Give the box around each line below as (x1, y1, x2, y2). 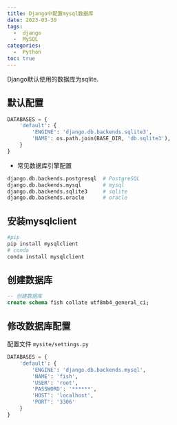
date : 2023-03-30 (7, 17, 57, 23)
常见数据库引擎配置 (17, 161, 72, 169)
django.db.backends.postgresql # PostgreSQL (7, 175, 140, 182)
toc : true (7, 55, 36, 62)
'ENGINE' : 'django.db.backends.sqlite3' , (32, 129, 153, 135)
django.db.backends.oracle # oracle (7, 194, 128, 201)
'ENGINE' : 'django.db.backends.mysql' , (32, 366, 147, 373)
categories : (7, 42, 41, 49)
